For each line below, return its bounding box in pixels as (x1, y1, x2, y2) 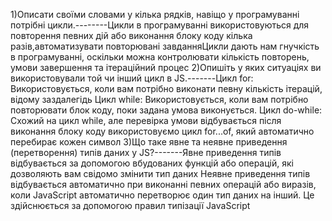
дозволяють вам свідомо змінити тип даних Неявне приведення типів (10, 168, 311, 179)
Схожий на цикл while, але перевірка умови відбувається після (10, 115, 282, 126)
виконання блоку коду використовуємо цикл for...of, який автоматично (10, 125, 315, 137)
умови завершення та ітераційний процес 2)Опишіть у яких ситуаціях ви (10, 62, 322, 73)
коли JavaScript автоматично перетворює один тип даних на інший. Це (10, 189, 315, 201)
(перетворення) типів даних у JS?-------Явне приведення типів (10, 147, 282, 158)
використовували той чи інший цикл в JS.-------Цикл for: (10, 72, 254, 84)
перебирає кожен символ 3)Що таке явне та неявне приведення (10, 136, 288, 148)
